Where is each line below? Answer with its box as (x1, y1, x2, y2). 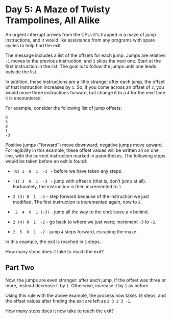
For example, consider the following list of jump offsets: (5, 105, 123, 111)
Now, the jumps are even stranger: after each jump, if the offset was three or (5, 277, 166, 283)
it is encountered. (5, 95, 42, 101)
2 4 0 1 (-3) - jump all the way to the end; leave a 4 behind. (15, 209, 149, 215)
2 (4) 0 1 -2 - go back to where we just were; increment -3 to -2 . (12, 218, 157, 225)
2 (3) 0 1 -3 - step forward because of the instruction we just (12, 193, 149, 200)
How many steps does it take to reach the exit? (5, 248, 104, 254)
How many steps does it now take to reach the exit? (5, 308, 114, 314)
